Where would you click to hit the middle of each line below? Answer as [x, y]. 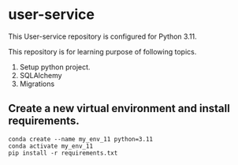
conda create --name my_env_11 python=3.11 [81, 139]
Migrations [37, 84]
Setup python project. [55, 67]
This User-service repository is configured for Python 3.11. [102, 36]
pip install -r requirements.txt [63, 153]
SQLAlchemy [41, 75]
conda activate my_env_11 [50, 146]
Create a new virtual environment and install [119, 109]
